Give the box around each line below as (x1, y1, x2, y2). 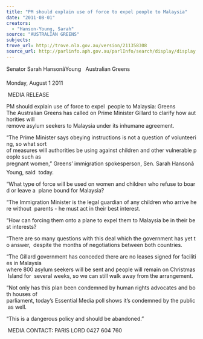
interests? (11, 223, 37, 230)
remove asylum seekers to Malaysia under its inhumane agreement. (6, 122, 175, 129)
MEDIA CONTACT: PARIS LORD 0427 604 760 (7, 326, 123, 334)
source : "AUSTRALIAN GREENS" (6, 31, 80, 38)
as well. (7, 303, 27, 311)
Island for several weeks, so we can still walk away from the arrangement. (7, 272, 193, 279)
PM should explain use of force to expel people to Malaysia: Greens (6, 102, 176, 110)
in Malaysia (13, 259, 42, 266)
